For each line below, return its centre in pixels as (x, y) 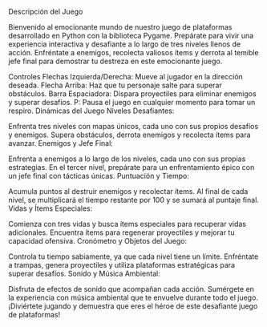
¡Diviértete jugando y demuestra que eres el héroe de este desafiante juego (133, 306)
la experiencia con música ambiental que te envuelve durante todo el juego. (133, 297)
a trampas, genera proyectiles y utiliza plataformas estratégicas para (121, 265)
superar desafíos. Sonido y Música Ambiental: (84, 273)
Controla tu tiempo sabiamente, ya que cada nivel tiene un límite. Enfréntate (133, 256)
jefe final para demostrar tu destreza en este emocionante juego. (115, 61)
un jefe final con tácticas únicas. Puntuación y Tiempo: (99, 176)
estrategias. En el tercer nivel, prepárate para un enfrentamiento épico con (131, 167)
